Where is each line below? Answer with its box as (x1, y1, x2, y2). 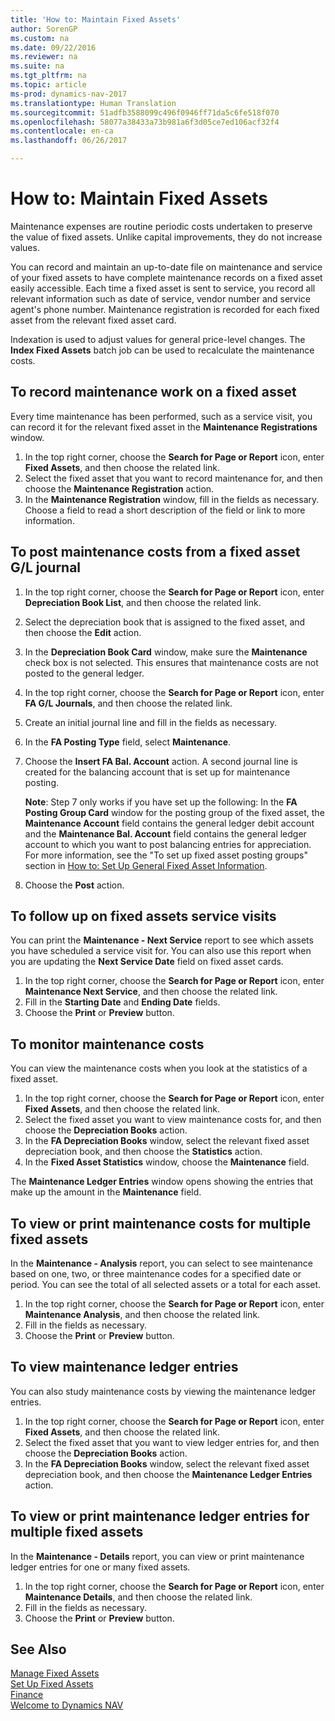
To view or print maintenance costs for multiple (10, 1215, 312, 1232)
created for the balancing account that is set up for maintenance (24, 766, 291, 778)
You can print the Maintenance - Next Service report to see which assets (10, 934, 314, 946)
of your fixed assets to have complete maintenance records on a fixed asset (10, 271, 323, 283)
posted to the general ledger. (24, 667, 145, 679)
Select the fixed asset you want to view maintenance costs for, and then (24, 1114, 322, 1126)
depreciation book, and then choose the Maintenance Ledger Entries (24, 1468, 313, 1480)
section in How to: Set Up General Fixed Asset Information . (24, 859, 268, 871)
